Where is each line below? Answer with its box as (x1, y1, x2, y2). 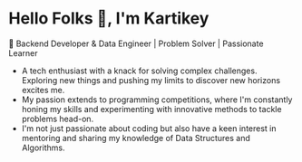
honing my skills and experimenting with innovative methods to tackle (21, 103, 282, 114)
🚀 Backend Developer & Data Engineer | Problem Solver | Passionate (8, 38, 264, 49)
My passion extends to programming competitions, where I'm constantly (21, 94, 293, 105)
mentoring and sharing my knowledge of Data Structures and (21, 132, 251, 143)
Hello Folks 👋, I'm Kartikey (8, 8, 209, 29)
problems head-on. (21, 113, 94, 124)
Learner (8, 47, 38, 58)
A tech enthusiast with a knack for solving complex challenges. (21, 65, 258, 76)
